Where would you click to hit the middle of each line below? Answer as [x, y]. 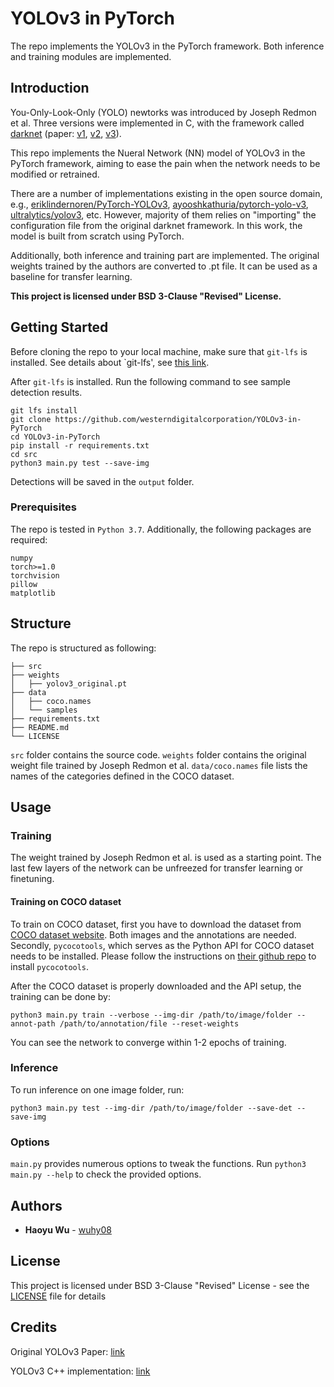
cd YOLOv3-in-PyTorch [55, 437]
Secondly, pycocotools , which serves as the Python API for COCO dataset [162, 945]
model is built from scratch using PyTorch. [97, 236]
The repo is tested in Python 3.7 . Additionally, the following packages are [161, 529]
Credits [34, 1327]
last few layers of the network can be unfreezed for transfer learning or [157, 868]
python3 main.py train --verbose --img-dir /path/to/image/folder [151, 1015]
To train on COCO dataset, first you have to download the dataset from [156, 924]
